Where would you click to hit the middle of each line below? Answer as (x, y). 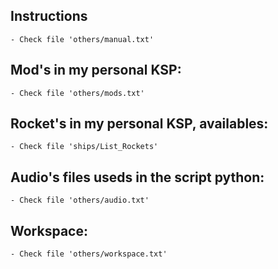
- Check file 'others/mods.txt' (77, 93)
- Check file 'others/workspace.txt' (89, 254)
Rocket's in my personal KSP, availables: (139, 124)
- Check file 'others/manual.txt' (82, 39)
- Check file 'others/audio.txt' (80, 200)
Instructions (49, 16)
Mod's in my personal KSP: (96, 70)
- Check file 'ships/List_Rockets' (84, 147)
